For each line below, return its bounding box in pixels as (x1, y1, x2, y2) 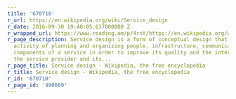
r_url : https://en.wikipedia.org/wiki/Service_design (7, 17, 169, 24)
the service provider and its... (13, 56, 112, 63)
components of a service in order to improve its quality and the (13, 49, 212, 56)
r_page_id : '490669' (7, 82, 68, 89)
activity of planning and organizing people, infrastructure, (13, 43, 199, 49)
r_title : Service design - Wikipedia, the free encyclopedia (7, 68, 190, 75)
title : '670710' (7, 10, 55, 17)
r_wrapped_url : (7, 29, 52, 37)
